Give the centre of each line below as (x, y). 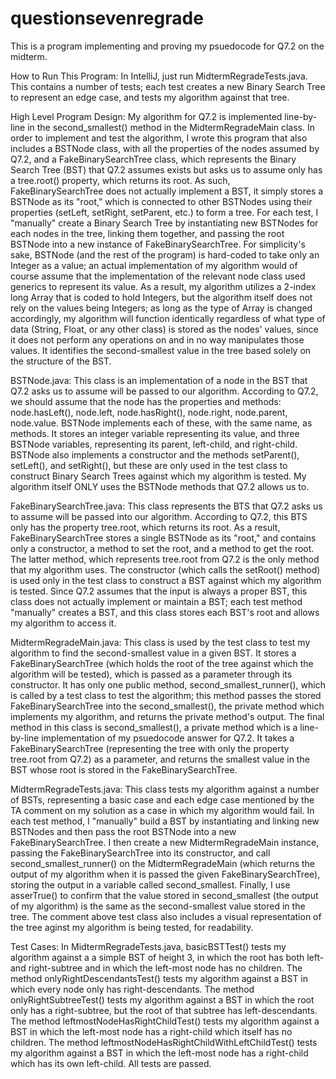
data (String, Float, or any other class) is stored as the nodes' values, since (164, 329)
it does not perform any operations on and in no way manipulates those (157, 339)
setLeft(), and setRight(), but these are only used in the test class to (149, 465)
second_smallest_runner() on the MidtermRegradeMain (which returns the (163, 863)
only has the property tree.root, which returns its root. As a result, (145, 527)
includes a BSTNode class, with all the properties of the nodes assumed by (165, 148)
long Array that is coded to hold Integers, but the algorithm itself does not (161, 297)
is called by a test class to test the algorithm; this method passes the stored (166, 695)
